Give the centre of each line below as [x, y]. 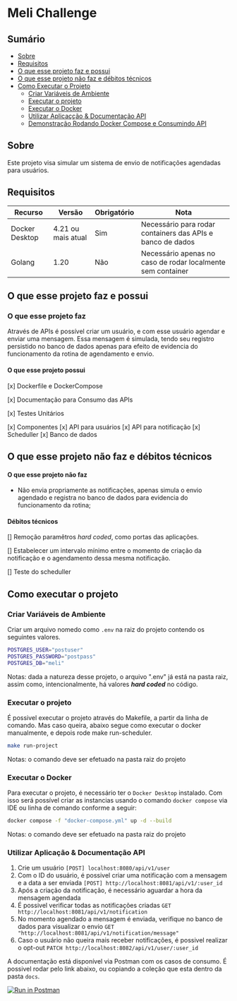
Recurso [29, 212]
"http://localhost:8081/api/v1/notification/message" [98, 933]
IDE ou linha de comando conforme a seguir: [72, 808]
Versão [71, 212]
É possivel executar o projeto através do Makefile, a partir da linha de [108, 717]
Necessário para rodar [178, 224]
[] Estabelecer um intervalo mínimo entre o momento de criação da [105, 551]
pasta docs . [24, 976]
